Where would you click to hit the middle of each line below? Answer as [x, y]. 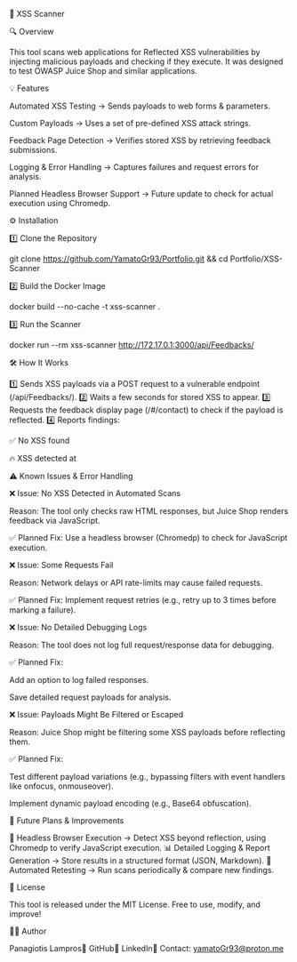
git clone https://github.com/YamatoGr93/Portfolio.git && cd [119, 259]
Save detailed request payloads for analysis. [90, 697]
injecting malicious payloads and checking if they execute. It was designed [146, 61]
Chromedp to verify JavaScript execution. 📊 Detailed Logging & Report [140, 848]
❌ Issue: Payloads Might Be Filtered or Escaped [96, 714]
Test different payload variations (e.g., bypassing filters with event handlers [148, 777]
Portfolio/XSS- [256, 259]
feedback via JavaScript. [55, 521]
